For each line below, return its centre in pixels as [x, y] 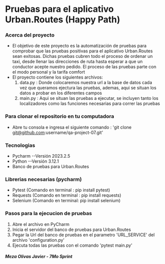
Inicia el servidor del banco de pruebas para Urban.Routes [72, 229]
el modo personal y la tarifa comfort [49, 72]
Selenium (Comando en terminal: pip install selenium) [66, 201]
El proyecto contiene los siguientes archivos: [58, 77]
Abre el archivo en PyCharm [41, 224]
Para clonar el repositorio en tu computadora [60, 116]
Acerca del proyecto [30, 35]
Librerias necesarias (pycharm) [44, 179]
